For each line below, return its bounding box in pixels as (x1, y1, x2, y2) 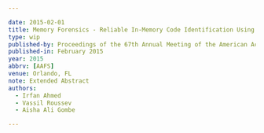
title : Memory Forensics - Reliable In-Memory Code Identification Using (8, 25, 255, 34)
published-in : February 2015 (8, 48, 104, 56)
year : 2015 (8, 55, 44, 63)
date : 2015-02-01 (8, 18, 65, 26)
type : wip (8, 33, 41, 41)
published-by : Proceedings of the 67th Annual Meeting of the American (8, 40, 247, 48)
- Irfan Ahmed (15, 91, 61, 99)
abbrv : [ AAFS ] (8, 62, 55, 71)
